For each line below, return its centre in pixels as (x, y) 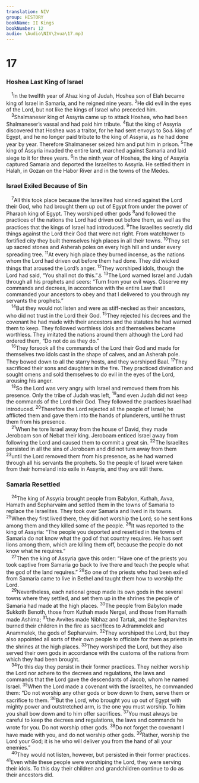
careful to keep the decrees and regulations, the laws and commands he (95, 720)
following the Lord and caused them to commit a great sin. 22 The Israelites (97, 442)
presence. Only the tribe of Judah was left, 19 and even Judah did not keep (97, 395)
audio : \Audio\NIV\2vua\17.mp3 (45, 34)
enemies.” (18, 747)
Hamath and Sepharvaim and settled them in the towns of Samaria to (91, 505)
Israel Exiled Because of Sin (47, 186)
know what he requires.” (36, 551)
